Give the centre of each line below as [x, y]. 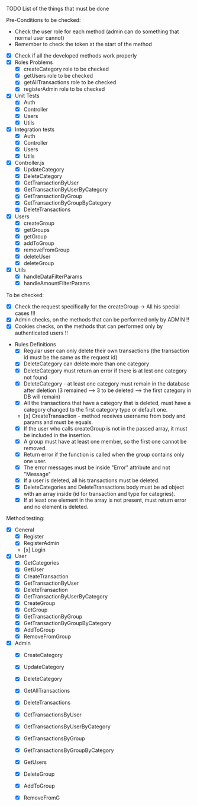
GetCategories [41, 563]
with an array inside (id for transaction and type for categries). [99, 494]
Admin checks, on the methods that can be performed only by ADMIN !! [102, 320]
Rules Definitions [35, 345]
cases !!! [25, 313]
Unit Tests [27, 96]
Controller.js [29, 163]
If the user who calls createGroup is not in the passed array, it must [105, 428]
